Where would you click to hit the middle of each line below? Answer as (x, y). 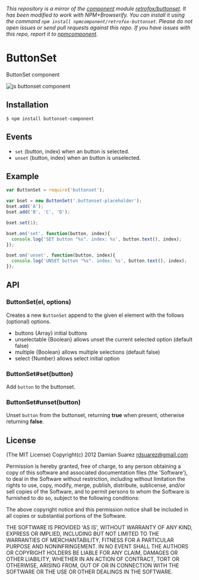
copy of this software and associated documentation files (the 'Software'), (97, 473)
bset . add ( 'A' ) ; (25, 206)
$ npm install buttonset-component (50, 119)
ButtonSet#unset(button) (44, 402)
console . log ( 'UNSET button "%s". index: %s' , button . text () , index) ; (99, 261)
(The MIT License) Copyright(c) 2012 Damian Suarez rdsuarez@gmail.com (97, 455)
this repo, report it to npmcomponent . (52, 34)
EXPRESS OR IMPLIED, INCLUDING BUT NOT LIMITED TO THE (83, 534)
